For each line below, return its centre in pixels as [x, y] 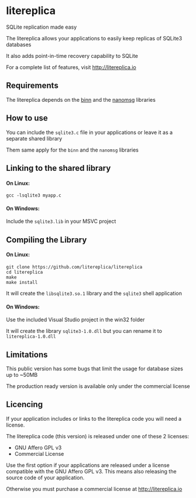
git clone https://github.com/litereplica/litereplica [74, 267]
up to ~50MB [22, 375]
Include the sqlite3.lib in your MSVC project [61, 221]
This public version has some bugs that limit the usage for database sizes [94, 368]
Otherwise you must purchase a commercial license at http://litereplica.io [94, 489]
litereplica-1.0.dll [31, 337]
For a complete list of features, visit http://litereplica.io [71, 67]
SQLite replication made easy [42, 27]
